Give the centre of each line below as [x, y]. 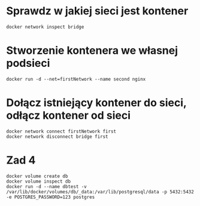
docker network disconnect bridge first [57, 136]
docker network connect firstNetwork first [61, 131]
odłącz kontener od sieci [68, 116]
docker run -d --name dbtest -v [46, 186]
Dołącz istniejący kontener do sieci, [96, 103]
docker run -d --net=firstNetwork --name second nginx [76, 79]
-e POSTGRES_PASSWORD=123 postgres [51, 197]
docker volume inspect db [38, 181]
